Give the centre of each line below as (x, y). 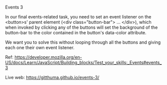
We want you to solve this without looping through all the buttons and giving (83, 42)
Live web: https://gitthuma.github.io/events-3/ (52, 77)
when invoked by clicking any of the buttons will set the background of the (82, 27)
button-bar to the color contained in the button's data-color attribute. (76, 33)
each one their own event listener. (40, 47)
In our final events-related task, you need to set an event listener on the (78, 17)
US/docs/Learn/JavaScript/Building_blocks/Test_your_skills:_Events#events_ (83, 62)
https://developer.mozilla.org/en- (48, 57)
